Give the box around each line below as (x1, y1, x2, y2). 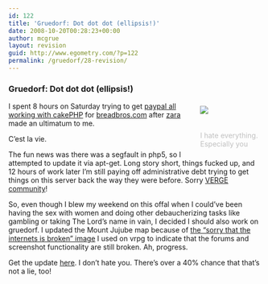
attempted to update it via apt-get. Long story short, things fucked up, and (8, 158, 255, 168)
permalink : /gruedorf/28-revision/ (8, 57, 128, 65)
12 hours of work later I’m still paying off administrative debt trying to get (8, 167, 249, 177)
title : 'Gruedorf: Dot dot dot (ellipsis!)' (8, 19, 160, 27)
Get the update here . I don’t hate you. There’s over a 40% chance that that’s (8, 258, 260, 268)
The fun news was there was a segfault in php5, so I (8, 150, 182, 159)
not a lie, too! (8, 266, 52, 276)
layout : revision (8, 42, 67, 50)
